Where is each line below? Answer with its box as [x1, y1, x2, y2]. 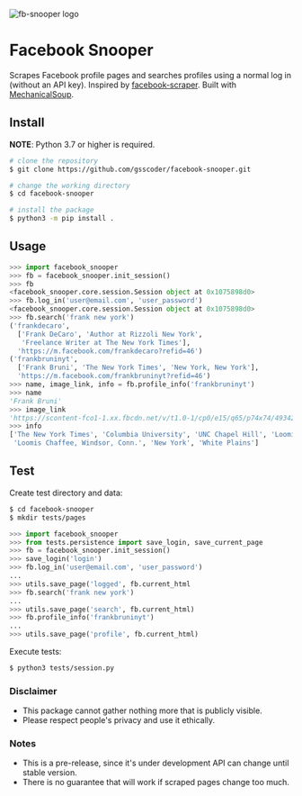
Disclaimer [9, 684, 58, 697]
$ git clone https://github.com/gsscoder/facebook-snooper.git [9, 165, 252, 174]
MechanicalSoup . [9, 88, 75, 99]
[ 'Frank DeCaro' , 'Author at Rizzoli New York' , [17, 330, 203, 339]
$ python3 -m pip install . [9, 214, 115, 223]
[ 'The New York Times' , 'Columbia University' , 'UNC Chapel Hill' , [9, 430, 268, 439]
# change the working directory [9, 181, 130, 190]
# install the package [9, 205, 94, 215]
